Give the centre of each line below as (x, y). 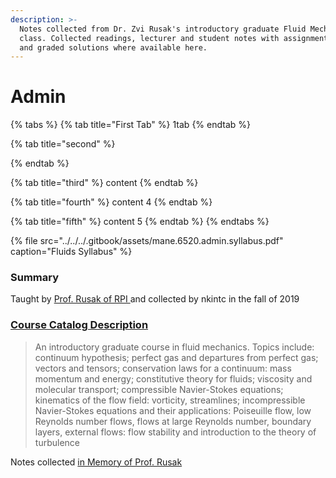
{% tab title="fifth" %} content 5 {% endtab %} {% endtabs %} (140, 222)
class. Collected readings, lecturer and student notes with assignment (174, 38)
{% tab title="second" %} (63, 144)
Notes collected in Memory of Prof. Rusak (96, 462)
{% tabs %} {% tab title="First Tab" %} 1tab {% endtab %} (130, 125)
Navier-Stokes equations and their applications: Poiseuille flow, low (173, 410)
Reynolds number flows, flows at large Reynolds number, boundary (173, 421)
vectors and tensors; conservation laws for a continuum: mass (163, 368)
